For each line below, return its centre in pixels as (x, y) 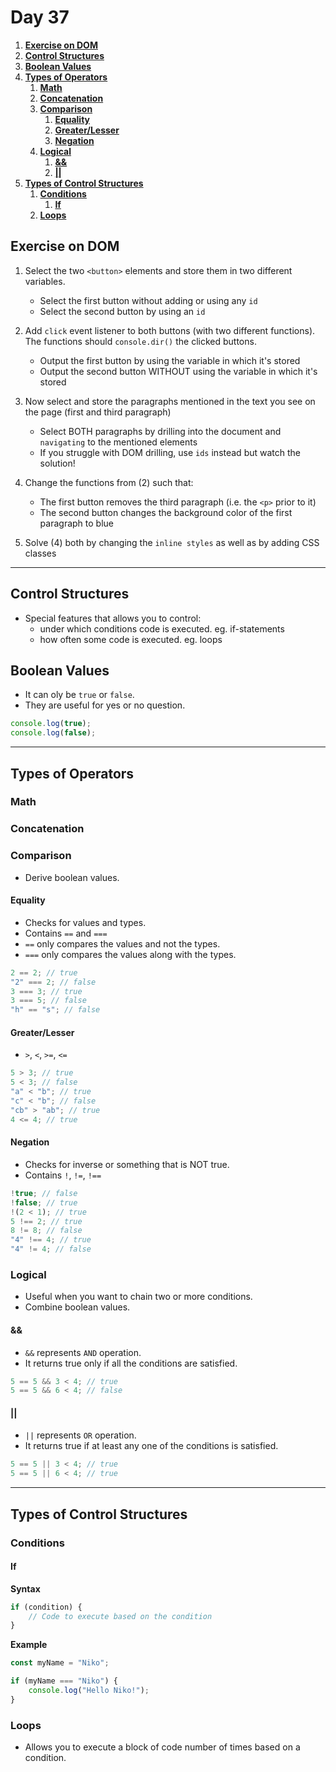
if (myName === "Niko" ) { (64, 1681)
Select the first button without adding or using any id (148, 300)
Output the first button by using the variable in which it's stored (170, 360)
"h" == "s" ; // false (55, 1010)
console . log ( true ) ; (51, 724)
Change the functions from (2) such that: (109, 482)
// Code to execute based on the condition (120, 1616)
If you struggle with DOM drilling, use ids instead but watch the (170, 452)
